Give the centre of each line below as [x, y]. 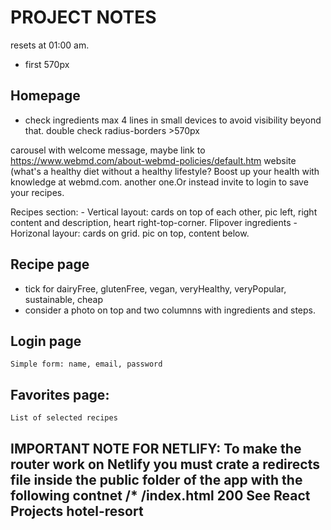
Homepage [45, 96]
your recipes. [37, 192]
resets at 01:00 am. [50, 45]
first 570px [47, 64]
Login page [46, 341]
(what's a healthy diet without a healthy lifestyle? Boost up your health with [165, 171]
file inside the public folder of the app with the [156, 479]
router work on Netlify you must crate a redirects [165, 464]
